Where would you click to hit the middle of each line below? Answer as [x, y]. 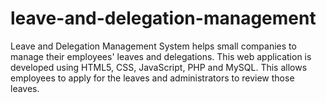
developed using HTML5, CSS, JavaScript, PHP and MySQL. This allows [159, 67]
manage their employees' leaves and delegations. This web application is [161, 56]
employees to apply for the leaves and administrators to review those [152, 78]
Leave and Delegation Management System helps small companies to [153, 46]
